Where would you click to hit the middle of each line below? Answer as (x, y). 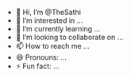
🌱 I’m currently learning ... (58, 29)
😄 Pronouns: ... (41, 57)
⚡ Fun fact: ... (37, 66)
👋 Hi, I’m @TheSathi (48, 12)
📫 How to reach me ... (52, 46)
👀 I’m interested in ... (49, 20)
